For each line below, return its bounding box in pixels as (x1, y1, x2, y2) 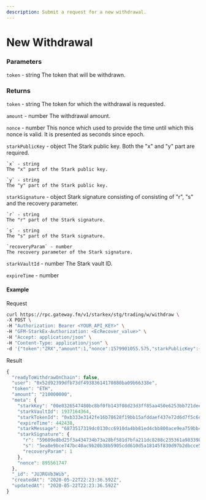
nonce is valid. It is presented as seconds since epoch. (6, 131, 145, 138)
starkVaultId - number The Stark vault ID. (6, 260, 113, 267)
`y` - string (6, 177, 40, 183)
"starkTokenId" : (17, 414, 59, 420)
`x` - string (6, 161, 40, 167)
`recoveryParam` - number (6, 244, 72, 250)
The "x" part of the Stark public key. (6, 166, 109, 172)
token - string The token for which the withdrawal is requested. (6, 101, 166, 108)
